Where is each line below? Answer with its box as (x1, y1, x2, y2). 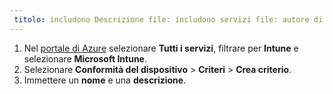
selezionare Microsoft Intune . (23, 52, 147, 65)
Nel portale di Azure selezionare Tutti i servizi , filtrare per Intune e (23, 42, 299, 54)
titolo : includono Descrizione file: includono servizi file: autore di (13, 14, 324, 25)
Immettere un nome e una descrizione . (23, 74, 187, 86)
